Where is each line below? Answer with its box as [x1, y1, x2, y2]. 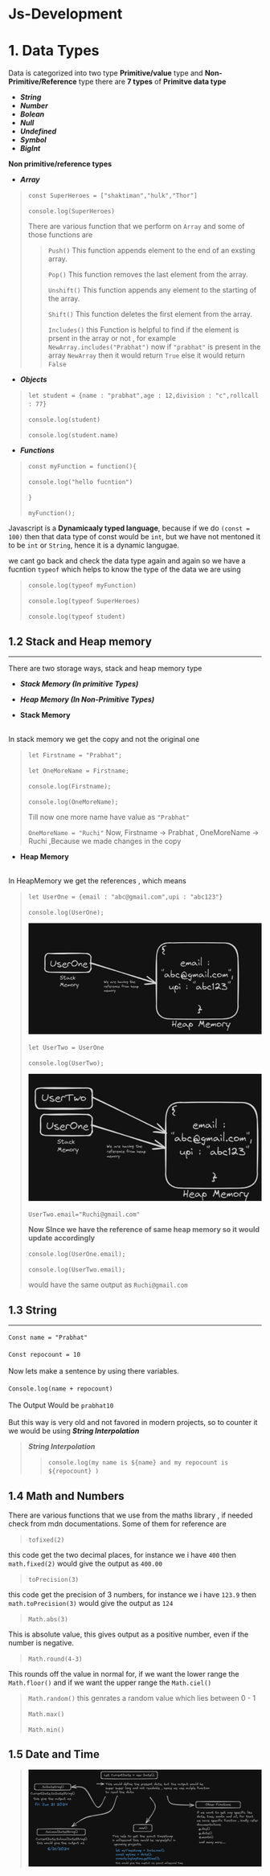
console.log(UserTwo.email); [27, 1266, 126, 1274]
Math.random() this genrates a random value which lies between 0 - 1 [27, 1694, 256, 1702]
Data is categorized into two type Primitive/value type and [8, 68, 203, 78]
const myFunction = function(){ [27, 463, 137, 471]
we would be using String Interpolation [8, 1426, 140, 1436]
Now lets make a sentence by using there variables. [8, 1366, 179, 1376]
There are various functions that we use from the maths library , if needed [8, 1510, 253, 1520]
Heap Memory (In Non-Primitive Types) [19, 694, 155, 704]
